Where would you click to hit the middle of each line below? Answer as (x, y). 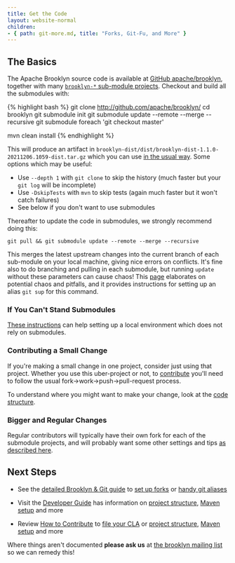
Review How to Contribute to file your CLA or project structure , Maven (119, 524)
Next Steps (32, 472)
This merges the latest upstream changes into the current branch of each (113, 255)
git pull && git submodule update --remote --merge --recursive (103, 242)
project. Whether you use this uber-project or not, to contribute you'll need (115, 373)
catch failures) (38, 200)
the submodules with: (39, 94)
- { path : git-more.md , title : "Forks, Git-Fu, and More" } (97, 33)
